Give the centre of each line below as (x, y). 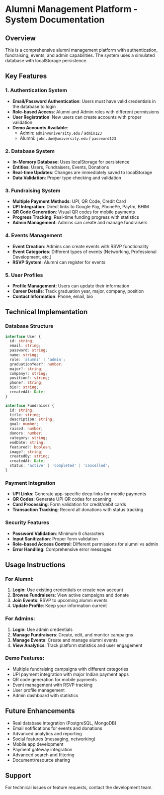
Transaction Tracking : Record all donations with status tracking (78, 510)
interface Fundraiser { (30, 405)
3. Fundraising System (33, 190)
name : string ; (24, 355)
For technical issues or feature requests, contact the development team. (79, 788)
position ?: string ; (30, 378)
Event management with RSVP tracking (52, 685)
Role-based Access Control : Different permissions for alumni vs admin (85, 544)
